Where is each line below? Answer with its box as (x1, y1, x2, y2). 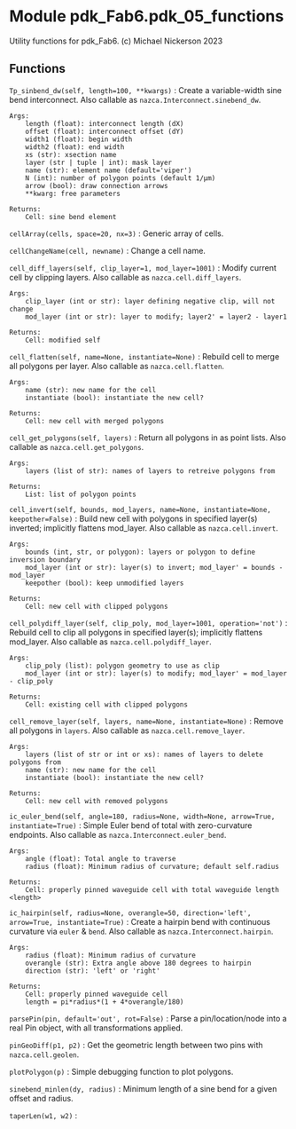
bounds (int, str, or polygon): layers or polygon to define (25, 548, 255, 557)
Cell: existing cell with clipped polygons (25, 699, 189, 709)
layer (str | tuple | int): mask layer (25, 158, 173, 167)
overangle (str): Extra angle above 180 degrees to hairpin (25, 959, 252, 967)
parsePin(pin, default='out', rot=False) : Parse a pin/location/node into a (9, 1013, 287, 1023)
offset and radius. (9, 1093, 74, 1103)
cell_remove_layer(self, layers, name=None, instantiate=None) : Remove (9, 715, 284, 726)
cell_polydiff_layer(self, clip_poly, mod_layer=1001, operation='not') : (9, 617, 288, 628)
